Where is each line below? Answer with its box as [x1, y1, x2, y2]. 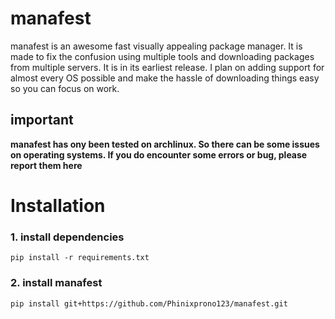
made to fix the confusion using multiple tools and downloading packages [10, 50, 315, 62]
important [10, 112, 74, 129]
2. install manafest [10, 276, 103, 290]
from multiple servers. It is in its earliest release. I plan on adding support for [10, 61, 325, 73]
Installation [10, 194, 106, 217]
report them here [10, 159, 83, 171]
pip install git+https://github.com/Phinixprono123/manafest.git [10, 298, 288, 309]
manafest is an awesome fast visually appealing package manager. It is [10, 40, 303, 52]
